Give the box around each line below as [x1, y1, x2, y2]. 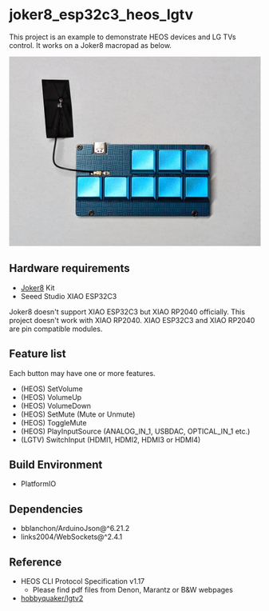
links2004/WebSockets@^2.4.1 [20, 532, 123, 541]
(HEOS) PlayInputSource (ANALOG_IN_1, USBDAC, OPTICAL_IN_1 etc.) [20, 426, 251, 436]
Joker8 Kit [20, 282, 55, 293]
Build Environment [9, 457, 103, 471]
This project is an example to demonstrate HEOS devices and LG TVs [9, 32, 236, 42]
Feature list [9, 347, 66, 361]
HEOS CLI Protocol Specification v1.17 [20, 576, 145, 585]
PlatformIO [20, 479, 57, 489]
